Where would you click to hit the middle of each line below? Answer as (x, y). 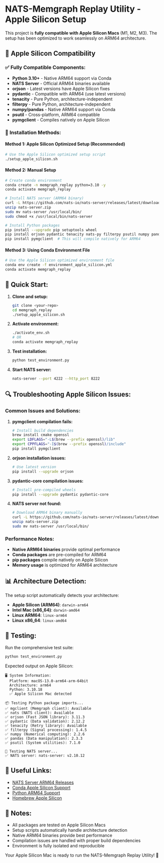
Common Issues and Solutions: (43, 411)
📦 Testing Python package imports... (44, 703)
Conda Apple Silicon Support (41, 787)
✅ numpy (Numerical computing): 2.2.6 (45, 734)
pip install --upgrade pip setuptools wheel (51, 230)
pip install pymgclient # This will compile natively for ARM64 (73, 239)
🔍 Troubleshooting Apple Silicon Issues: (68, 395)
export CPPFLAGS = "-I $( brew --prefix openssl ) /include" (69, 444)
